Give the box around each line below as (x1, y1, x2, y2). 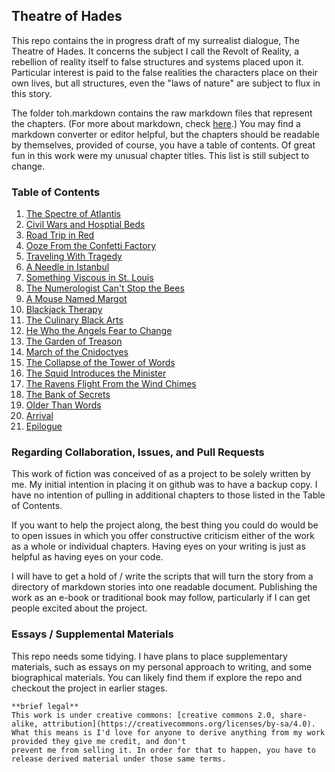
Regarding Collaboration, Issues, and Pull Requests (11, 445, 265, 459)
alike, (11, 719, 39, 729)
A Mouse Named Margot (25, 293, 128, 305)
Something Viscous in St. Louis (25, 272, 154, 284)
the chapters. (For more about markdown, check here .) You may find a (11, 117, 301, 129)
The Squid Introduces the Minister (25, 367, 167, 379)
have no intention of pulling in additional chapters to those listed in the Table (11, 489, 326, 501)
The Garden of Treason (25, 335, 123, 348)
